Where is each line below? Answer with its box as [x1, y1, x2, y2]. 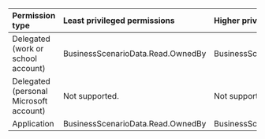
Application [12, 118, 54, 129]
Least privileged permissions [62, 15, 175, 26]
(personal [12, 86, 48, 96]
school [12, 53, 38, 64]
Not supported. [62, 91, 120, 101]
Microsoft [12, 96, 48, 106]
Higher [214, 15, 241, 26]
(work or [12, 43, 44, 54]
